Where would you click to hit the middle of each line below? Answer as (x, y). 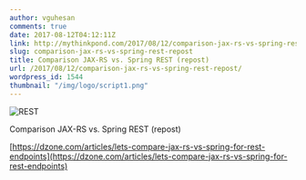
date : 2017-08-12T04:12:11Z (63, 35)
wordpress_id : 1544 (46, 77)
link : (20, 43)
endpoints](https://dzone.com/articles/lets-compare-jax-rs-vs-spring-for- (149, 156)
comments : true (38, 26)
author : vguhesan (42, 18)
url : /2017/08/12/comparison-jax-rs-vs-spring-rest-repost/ (126, 69)
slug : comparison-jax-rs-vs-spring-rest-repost (102, 52)
